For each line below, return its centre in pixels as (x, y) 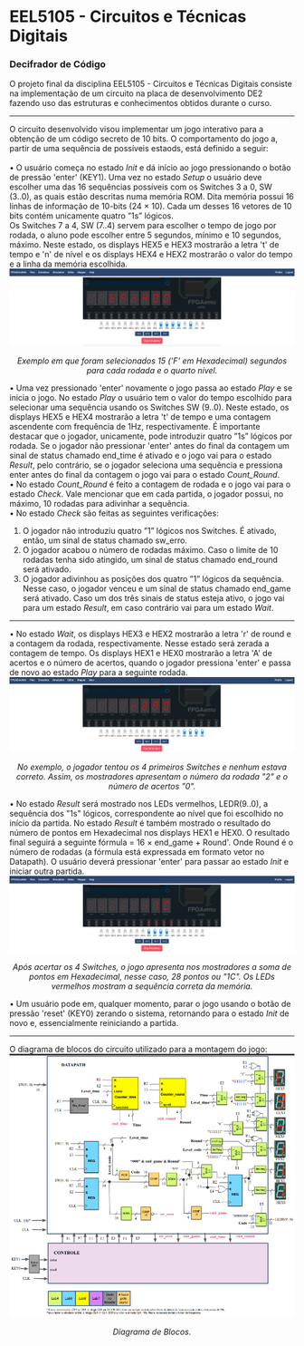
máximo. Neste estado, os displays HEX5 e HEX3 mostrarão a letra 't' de (144, 245)
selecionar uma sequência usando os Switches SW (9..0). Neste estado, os (149, 407)
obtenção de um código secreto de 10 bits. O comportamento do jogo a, (144, 139)
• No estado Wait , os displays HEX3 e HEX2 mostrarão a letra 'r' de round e (150, 634)
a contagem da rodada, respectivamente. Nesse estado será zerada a (139, 644)
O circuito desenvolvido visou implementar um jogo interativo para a (137, 130)
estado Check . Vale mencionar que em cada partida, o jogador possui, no (147, 494)
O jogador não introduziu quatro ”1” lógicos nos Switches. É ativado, (150, 531)
